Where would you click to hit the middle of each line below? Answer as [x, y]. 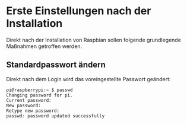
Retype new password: [33, 111]
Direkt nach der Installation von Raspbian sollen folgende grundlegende [93, 40]
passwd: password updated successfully [56, 116]
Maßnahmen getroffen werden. [44, 46]
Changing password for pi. [39, 95]
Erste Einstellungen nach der [79, 11]
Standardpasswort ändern [56, 65]
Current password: [29, 100]
